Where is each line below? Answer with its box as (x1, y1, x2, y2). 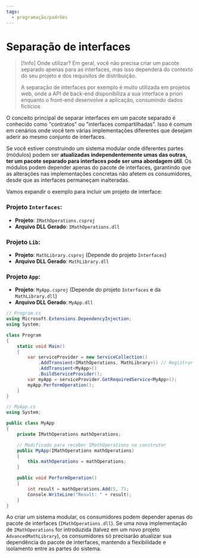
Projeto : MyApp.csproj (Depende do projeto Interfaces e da (14, 286, 161, 293)
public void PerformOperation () (17, 475, 97, 481)
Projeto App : (6, 272, 41, 281)
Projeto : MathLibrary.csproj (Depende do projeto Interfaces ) (14, 252, 167, 259)
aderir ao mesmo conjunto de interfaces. (6, 134, 106, 141)
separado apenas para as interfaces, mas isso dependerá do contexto (20, 66, 194, 73)
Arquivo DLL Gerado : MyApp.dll (14, 299, 94, 306)
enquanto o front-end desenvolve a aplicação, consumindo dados (20, 97, 183, 104)
